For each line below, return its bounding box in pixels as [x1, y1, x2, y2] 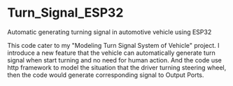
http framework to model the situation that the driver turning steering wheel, [7, 63, 227, 71]
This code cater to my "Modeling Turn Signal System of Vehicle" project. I [7, 41, 220, 49]
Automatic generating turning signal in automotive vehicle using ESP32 [7, 28, 212, 36]
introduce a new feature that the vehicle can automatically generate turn [7, 49, 216, 57]
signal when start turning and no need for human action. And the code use [7, 55, 223, 64]
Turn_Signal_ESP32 [7, 5, 124, 21]
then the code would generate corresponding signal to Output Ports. [7, 71, 204, 79]
